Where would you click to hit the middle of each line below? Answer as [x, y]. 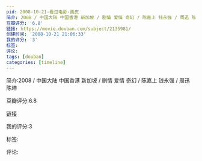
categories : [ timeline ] [36, 62]
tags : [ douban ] [25, 57]
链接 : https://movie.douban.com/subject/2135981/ [69, 29]
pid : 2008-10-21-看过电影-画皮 [43, 12]
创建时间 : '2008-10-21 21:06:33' [46, 34]
